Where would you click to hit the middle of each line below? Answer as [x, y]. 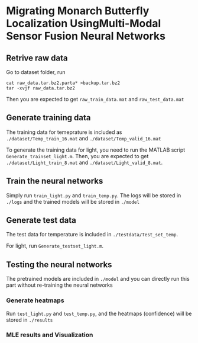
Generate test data [41, 220]
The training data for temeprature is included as [64, 132]
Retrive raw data [37, 58]
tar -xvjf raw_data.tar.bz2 [41, 88]
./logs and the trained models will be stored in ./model [73, 201]
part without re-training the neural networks [60, 285]
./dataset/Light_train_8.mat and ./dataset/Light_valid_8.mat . [85, 162]
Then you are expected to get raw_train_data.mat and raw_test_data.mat [95, 99]
